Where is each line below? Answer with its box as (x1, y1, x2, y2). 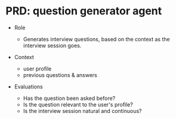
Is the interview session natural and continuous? (23, 107, 142, 114)
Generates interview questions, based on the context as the (23, 35, 171, 42)
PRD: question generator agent (5, 4, 162, 18)
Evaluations (14, 83, 43, 90)
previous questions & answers (23, 71, 98, 78)
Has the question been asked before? (23, 94, 116, 102)
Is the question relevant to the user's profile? (23, 100, 134, 108)
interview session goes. (23, 42, 82, 49)
